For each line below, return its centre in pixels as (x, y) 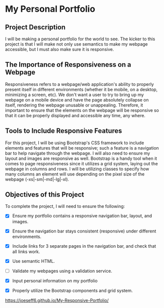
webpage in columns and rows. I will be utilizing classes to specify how (77, 169)
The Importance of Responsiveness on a (68, 65)
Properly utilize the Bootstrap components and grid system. (72, 290)
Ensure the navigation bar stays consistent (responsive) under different (84, 231)
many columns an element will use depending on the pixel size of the (75, 174)
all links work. (26, 252)
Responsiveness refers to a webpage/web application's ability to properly (80, 84)
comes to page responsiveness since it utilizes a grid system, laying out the (82, 163)
